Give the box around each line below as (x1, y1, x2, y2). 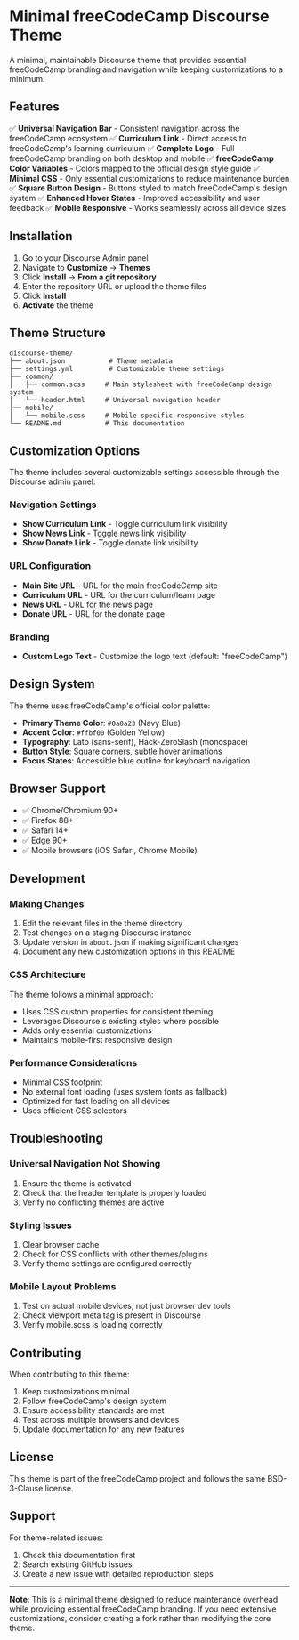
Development (9, 871, 86, 886)
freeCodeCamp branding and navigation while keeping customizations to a (9, 64, 283, 75)
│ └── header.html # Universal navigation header (9, 396, 221, 405)
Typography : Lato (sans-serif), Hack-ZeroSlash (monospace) (21, 736, 249, 747)
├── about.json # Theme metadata (9, 357, 174, 366)
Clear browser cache (21, 1239, 100, 1249)
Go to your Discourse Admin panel (21, 252, 149, 263)
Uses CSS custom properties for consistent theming (21, 1006, 214, 1016)
